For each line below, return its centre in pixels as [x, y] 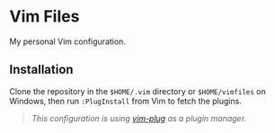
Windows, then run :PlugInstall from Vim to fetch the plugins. [126, 101]
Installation [41, 70]
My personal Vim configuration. [67, 41]
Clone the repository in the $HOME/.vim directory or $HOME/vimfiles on [138, 91]
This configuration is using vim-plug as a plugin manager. [139, 118]
